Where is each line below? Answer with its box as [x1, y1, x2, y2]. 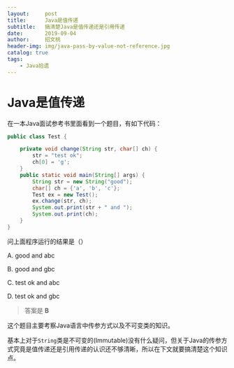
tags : [7, 56, 23, 63]
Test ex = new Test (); [32, 191, 98, 198]
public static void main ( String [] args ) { [20, 171, 145, 178]
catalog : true [7, 50, 49, 57]
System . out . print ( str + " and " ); [32, 204, 133, 211]
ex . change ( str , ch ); [32, 197, 92, 205]
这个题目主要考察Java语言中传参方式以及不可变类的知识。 [7, 321, 175, 330]
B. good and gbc [7, 264, 55, 273]
